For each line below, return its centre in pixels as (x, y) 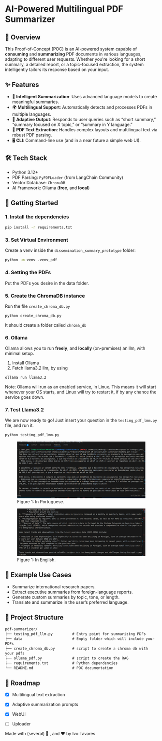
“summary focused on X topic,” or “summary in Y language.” (72, 124)
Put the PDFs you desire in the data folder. (47, 283)
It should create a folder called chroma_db (46, 325)
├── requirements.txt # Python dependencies (61, 663)
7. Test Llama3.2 (25, 409)
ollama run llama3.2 (26, 378)
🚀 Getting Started (32, 203)
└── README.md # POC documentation (59, 668)
